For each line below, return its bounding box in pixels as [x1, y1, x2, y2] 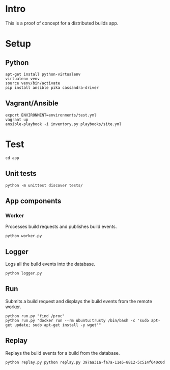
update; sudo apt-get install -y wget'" [14, 322, 101, 328]
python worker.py [5, 234, 42, 239]
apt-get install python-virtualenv [5, 72, 81, 77]
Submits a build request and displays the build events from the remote [5, 298, 153, 304]
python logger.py [5, 271, 42, 276]
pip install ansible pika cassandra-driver [5, 85, 99, 90]
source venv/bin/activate [5, 80, 60, 86]
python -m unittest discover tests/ [5, 182, 83, 188]
